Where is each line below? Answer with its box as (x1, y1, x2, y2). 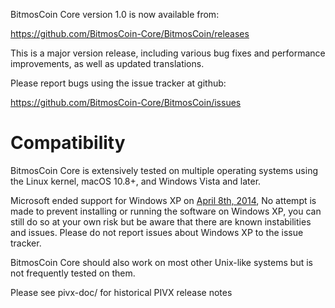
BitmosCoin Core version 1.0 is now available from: (10, 9, 220, 20)
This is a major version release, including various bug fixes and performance (10, 47, 326, 59)
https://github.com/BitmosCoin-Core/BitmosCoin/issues (10, 97, 242, 108)
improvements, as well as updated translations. (10, 58, 205, 69)
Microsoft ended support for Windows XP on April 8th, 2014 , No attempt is (10, 194, 317, 206)
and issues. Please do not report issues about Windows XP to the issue (10, 226, 304, 238)
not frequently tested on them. (10, 267, 136, 279)
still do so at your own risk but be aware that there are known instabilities (10, 215, 312, 228)
